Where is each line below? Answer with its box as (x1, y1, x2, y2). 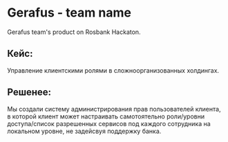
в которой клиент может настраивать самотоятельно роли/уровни (7, 112, 205, 121)
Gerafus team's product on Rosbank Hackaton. (7, 28, 141, 36)
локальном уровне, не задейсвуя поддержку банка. (7, 127, 162, 135)
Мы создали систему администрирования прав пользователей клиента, (7, 105, 221, 113)
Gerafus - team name (7, 5, 131, 21)
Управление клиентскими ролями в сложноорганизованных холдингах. (7, 66, 220, 74)
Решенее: (7, 87, 52, 98)
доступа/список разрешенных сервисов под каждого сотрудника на (7, 119, 211, 127)
